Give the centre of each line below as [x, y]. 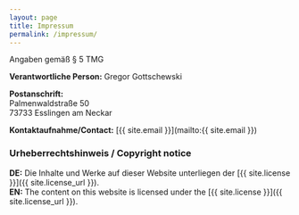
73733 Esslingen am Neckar [61, 113]
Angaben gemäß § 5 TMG [57, 60]
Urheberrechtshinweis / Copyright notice [100, 153]
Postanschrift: [37, 94]
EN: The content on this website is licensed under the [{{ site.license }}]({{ [146, 192]
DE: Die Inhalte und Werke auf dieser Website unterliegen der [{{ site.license [150, 173]
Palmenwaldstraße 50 [50, 103]
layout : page [33, 17]
